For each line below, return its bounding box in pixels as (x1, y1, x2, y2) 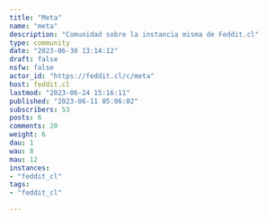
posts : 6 (9, 113, 42, 122)
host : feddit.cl (9, 80, 70, 89)
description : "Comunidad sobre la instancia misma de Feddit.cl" (9, 30, 259, 39)
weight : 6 (9, 130, 47, 139)
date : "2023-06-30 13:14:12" (9, 47, 119, 56)
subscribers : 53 (9, 105, 70, 114)
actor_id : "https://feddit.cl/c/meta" (9, 72, 155, 81)
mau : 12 (9, 154, 39, 164)
